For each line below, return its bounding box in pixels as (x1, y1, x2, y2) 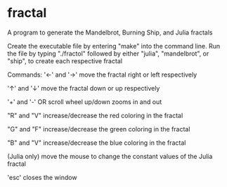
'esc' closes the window (7, 173, 77, 181)
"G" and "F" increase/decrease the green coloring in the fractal (7, 124, 190, 133)
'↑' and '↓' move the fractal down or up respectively (7, 84, 160, 92)
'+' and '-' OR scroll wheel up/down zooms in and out (7, 97, 162, 106)
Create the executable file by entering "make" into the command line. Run (7, 41, 221, 50)
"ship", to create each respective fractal (7, 56, 123, 65)
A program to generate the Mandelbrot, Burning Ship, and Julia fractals (7, 28, 213, 37)
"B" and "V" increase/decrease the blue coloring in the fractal (7, 138, 186, 147)
